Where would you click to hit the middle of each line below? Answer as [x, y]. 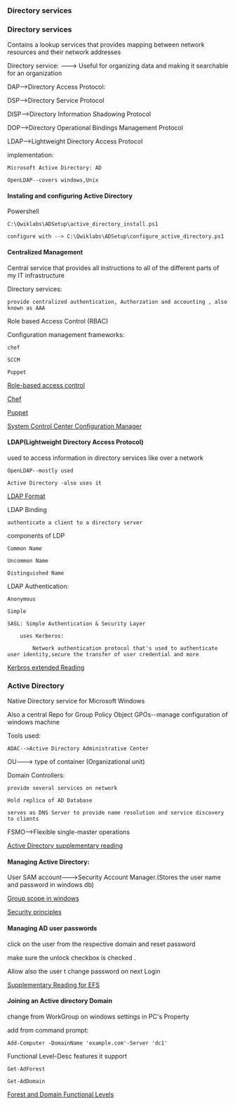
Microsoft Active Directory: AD [54, 168]
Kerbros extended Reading [46, 668]
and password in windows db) [51, 885]
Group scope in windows [43, 898]
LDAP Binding [27, 509]
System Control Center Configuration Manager [75, 426]
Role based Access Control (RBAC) [58, 321]
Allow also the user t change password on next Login [84, 971]
